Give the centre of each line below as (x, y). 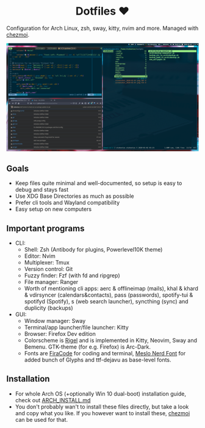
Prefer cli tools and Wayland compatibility (67, 203)
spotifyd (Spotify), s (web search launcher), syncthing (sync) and (106, 302)
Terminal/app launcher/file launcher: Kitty (77, 327)
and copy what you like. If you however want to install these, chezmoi (103, 413)
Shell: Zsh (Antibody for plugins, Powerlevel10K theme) (93, 250)
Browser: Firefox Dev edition (60, 334)
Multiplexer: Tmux (47, 263)
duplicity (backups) (49, 308)
